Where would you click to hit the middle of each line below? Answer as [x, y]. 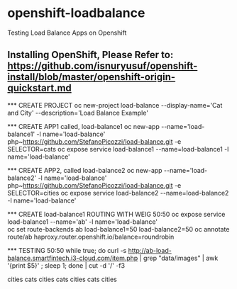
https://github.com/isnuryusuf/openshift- [103, 66]
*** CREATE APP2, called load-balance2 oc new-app [85, 170]
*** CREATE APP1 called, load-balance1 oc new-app [83, 126]
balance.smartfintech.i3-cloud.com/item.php [73, 258]
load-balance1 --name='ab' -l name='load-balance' [83, 222]
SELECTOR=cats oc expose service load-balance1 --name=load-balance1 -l [118, 149]
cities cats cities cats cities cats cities [62, 279]
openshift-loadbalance [76, 13]
